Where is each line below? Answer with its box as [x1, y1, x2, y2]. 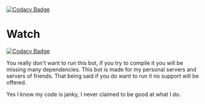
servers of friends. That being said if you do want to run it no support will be [6, 72, 199, 80]
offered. [6, 78, 26, 86]
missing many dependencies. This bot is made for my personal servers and [6, 65, 196, 73]
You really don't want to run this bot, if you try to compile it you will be [6, 59, 184, 67]
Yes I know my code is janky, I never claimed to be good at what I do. [6, 91, 181, 98]
